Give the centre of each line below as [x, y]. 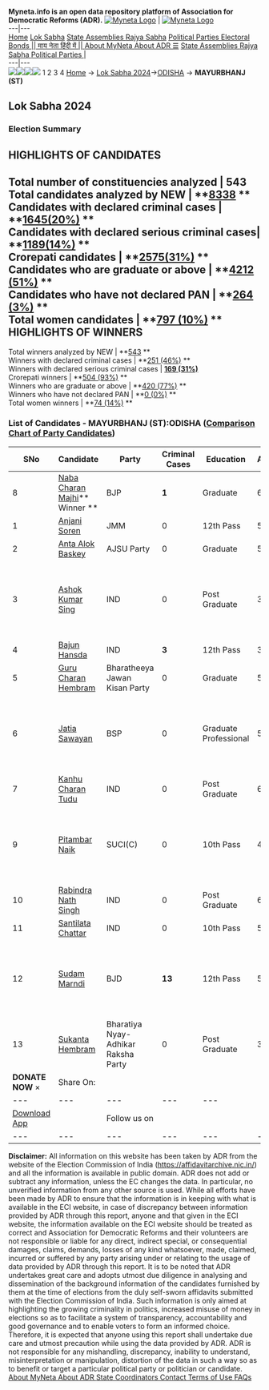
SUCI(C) [122, 844]
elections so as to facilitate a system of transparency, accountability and [127, 1317]
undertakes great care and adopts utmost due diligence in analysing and [128, 1275]
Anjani [70, 520]
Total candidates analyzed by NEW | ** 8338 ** [129, 195]
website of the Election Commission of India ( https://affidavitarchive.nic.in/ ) [133, 1164]
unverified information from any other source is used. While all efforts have [132, 1190]
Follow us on [130, 1118]
